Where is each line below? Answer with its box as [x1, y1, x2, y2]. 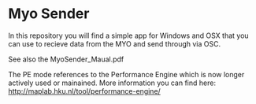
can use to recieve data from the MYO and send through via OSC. [8, 39, 221, 48]
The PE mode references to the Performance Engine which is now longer [8, 69, 245, 79]
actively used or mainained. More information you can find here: [8, 78, 217, 87]
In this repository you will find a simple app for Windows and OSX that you [8, 31, 250, 40]
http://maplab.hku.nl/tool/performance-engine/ [8, 86, 161, 95]
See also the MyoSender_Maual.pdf [8, 54, 124, 64]
